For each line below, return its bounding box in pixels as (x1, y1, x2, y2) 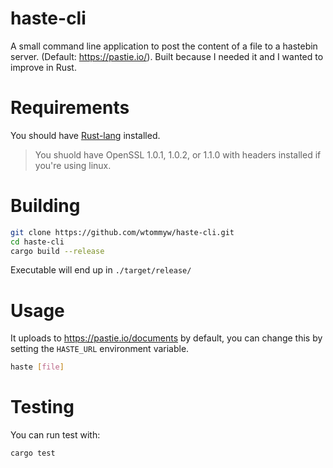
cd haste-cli (10, 237, 65, 247)
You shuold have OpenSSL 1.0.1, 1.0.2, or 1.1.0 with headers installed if (34, 148, 322, 161)
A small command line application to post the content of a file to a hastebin (10, 40, 318, 52)
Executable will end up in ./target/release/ (10, 264, 192, 276)
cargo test (10, 448, 56, 459)
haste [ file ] (10, 362, 65, 372)
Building (10, 195, 81, 217)
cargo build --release (10, 246, 105, 256)
